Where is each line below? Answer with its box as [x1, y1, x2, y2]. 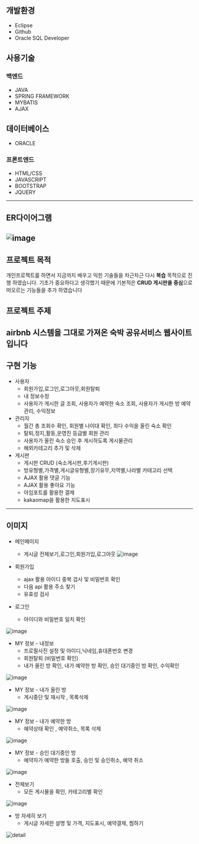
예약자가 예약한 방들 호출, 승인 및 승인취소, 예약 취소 [23, 756, 144, 763]
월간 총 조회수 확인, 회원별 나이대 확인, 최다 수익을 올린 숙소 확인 [23, 422, 172, 429]
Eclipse [14, 21, 33, 28]
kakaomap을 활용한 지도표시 [23, 496, 91, 503]
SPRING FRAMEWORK [14, 93, 70, 100]
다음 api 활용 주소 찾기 [23, 583, 76, 590]
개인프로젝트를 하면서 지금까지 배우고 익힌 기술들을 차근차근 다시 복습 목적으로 [6, 272, 187, 279]
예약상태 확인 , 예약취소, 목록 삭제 [23, 725, 101, 732]
